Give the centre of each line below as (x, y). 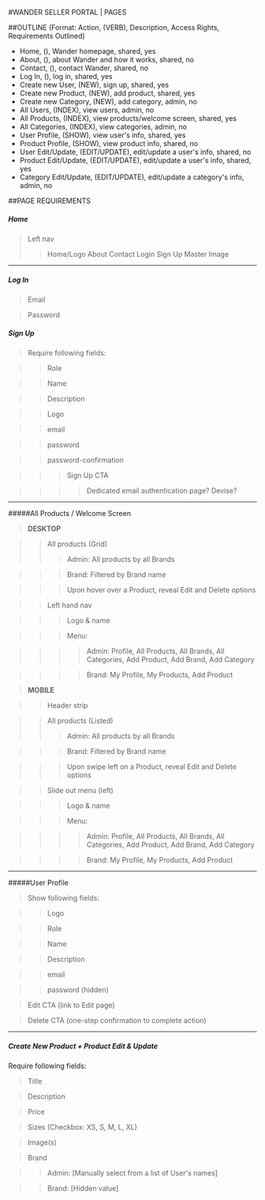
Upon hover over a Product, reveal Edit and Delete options (161, 589)
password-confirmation (86, 460)
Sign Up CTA (88, 475)
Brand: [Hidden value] (83, 1188)
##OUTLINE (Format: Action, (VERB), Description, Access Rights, (114, 27)
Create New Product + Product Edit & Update (83, 1046)
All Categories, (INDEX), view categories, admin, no (103, 127)
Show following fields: (63, 897)
